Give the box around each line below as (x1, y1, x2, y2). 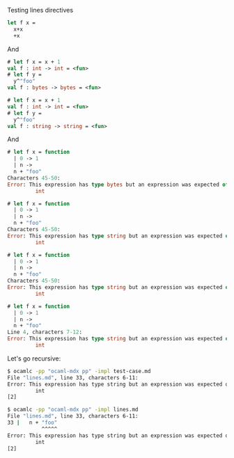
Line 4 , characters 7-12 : (7, 329, 82, 336)
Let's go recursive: (7, 354, 61, 363)
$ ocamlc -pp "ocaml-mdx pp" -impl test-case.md (7, 368, 151, 374)
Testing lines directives (7, 6, 74, 14)
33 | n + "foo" (7, 419, 58, 426)
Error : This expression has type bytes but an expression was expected (7, 181, 219, 188)
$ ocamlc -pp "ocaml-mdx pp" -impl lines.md (7, 406, 139, 413)
